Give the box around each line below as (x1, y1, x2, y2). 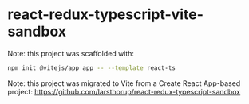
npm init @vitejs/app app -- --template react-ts (7, 64, 176, 72)
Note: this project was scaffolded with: (7, 48, 135, 58)
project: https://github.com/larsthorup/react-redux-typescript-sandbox (7, 87, 241, 96)
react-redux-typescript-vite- (7, 6, 204, 24)
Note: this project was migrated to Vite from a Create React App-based (7, 78, 241, 88)
